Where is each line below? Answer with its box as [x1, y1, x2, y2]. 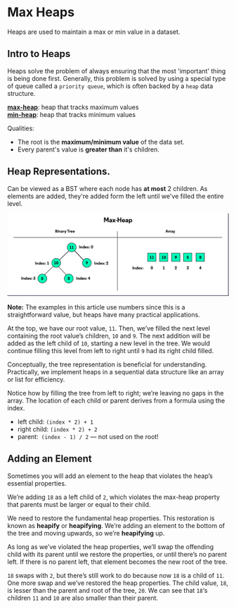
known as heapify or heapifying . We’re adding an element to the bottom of [7, 521, 225, 529]
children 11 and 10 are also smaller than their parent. [7, 593, 159, 602]
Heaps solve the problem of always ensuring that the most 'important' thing [7, 66, 226, 75]
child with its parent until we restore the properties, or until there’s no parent [7, 550, 227, 558]
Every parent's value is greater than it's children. [17, 145, 160, 154]
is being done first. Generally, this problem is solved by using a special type [7, 74, 226, 82]
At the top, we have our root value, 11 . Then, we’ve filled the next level [7, 324, 211, 332]
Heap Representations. [7, 166, 111, 178]
